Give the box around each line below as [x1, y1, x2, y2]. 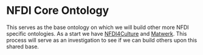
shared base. [6, 43, 40, 50]
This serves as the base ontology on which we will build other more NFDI [6, 24, 190, 31]
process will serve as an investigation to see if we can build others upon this [6, 36, 198, 44]
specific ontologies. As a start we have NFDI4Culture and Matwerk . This [6, 30, 187, 37]
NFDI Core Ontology [6, 4, 109, 18]
